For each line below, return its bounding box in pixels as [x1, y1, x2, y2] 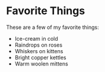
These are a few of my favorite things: [6, 24, 99, 31]
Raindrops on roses [14, 41, 63, 48]
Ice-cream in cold [14, 35, 58, 42]
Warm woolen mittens [14, 60, 68, 67]
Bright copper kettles [14, 54, 66, 61]
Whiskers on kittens [14, 47, 63, 54]
